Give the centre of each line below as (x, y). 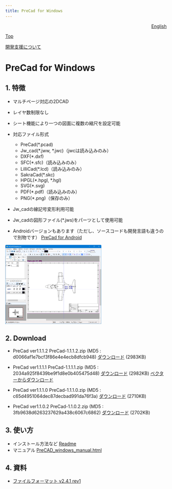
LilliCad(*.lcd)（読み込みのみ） (52, 169)
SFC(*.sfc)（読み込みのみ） (50, 162)
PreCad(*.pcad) (37, 144)
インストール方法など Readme (45, 443)
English (159, 26)
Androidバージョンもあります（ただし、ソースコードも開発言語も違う (86, 231)
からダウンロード (35, 379)
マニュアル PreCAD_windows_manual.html (57, 450)
